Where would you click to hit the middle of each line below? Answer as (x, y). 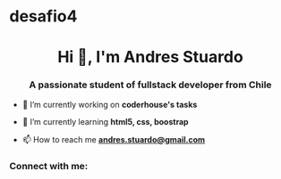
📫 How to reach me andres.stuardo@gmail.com (114, 139)
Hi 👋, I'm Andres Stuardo (150, 57)
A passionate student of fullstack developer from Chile (150, 85)
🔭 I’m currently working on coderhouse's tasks (110, 104)
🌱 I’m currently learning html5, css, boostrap (106, 121)
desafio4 (43, 16)
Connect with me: (49, 166)
